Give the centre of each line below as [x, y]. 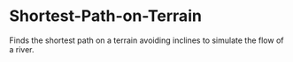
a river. [22, 49]
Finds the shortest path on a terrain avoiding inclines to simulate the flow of [146, 40]
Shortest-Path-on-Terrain [105, 16]
